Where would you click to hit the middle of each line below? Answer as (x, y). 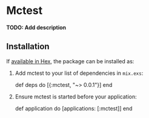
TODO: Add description (36, 27)
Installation (28, 47)
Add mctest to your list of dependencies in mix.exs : (79, 73)
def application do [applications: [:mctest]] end (74, 108)
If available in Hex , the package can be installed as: (70, 61)
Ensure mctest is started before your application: (76, 96)
